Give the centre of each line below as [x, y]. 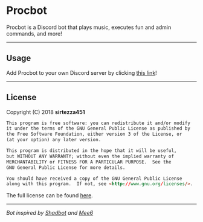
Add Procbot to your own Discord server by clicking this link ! [82, 72]
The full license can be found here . [50, 195]
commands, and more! [34, 33]
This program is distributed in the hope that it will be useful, [92, 151]
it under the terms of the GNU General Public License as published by [98, 128]
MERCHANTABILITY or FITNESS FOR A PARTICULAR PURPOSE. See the [89, 162]
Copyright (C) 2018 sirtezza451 [46, 112]
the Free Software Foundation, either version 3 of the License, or [94, 134]
